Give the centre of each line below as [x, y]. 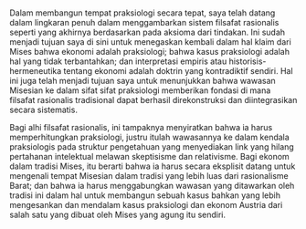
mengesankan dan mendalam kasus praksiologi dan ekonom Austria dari [146, 204]
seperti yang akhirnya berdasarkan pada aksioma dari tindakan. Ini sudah [148, 32]
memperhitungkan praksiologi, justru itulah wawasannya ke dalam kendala [149, 137]
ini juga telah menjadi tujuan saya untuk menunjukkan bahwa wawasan [142, 80]
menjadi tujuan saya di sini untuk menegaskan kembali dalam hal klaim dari [151, 42]
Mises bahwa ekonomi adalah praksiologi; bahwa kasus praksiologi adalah [150, 51]
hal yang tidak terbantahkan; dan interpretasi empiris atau [118, 61]
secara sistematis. [43, 109]
